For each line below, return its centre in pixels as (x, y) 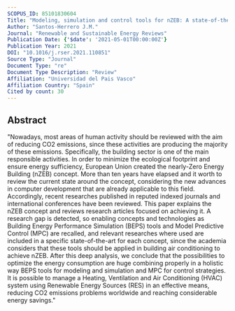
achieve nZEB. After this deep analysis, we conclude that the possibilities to (116, 255)
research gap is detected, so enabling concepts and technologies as (106, 218)
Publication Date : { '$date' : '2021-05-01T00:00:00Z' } (87, 40)
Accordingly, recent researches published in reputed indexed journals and (114, 196)
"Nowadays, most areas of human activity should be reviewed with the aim (115, 136)
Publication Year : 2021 (42, 46)
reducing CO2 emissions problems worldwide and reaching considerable (112, 292)
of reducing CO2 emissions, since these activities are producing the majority (117, 144)
